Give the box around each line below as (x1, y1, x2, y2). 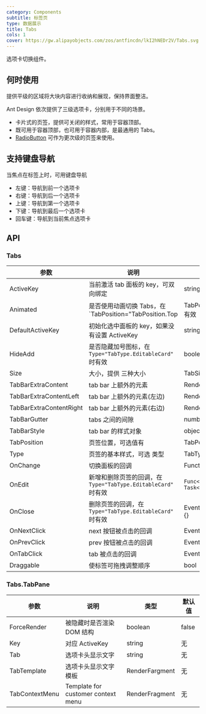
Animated (9, 305, 37, 314)
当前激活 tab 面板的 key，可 (88, 280, 169, 289)
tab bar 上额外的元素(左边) (88, 393, 166, 401)
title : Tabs (6, 26, 37, 33)
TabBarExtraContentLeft (9, 392, 80, 401)
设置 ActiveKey (94, 331, 138, 340)
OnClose (9, 508, 35, 516)
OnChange (9, 461, 41, 470)
